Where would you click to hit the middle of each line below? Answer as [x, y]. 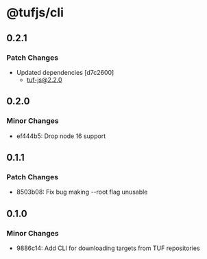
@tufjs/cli [35, 13]
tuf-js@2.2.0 [44, 80]
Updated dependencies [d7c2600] [65, 72]
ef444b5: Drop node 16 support [61, 136]
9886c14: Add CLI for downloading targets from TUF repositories [108, 248]
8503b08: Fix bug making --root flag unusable [82, 192]
